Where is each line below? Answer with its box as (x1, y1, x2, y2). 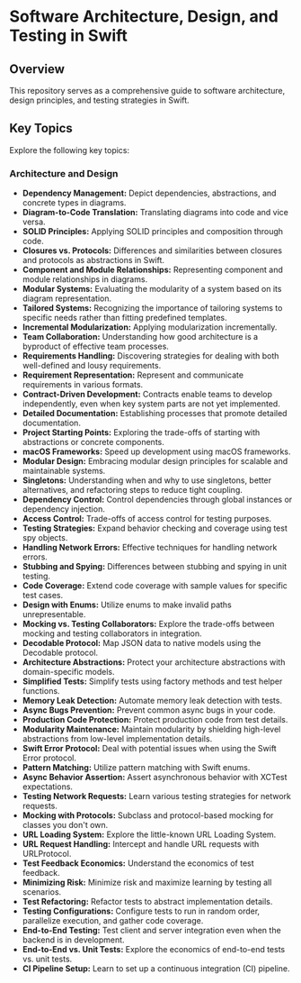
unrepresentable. (22, 609, 86, 620)
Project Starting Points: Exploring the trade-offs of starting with (22, 427, 261, 438)
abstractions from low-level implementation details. (22, 733, 213, 744)
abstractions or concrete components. (22, 437, 164, 448)
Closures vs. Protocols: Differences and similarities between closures (22, 245, 283, 256)
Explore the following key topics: (9, 144, 130, 155)
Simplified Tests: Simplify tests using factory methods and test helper (22, 676, 283, 687)
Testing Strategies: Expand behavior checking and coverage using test (22, 523, 288, 533)
